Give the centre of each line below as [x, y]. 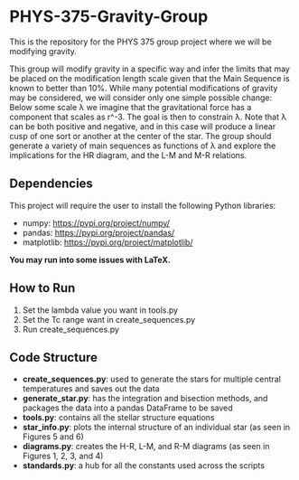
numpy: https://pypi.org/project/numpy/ [96, 222]
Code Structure [53, 358]
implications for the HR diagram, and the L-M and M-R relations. [128, 155]
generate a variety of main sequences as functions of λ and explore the [143, 146]
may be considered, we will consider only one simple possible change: [141, 98]
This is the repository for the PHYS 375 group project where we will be [141, 42]
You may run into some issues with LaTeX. [90, 259]
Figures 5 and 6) [53, 437]
